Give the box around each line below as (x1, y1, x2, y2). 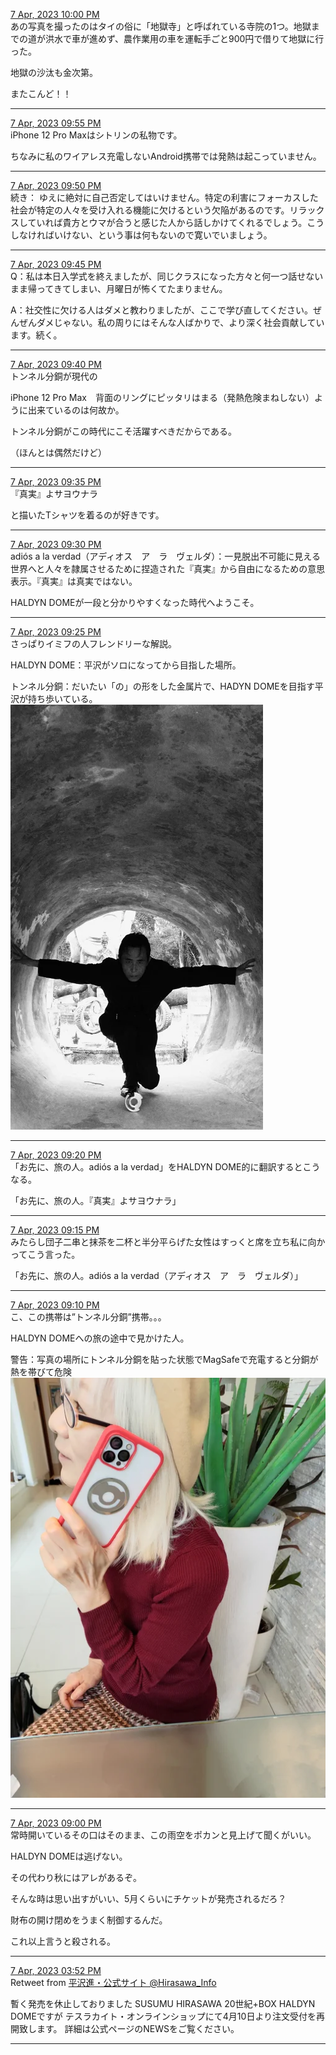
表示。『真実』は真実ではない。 (10, 575, 138, 587)
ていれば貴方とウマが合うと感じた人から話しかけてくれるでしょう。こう (27, 217, 325, 228)
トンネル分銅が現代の (10, 370, 98, 382)
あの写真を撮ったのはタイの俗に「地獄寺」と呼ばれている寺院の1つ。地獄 (10, 20, 312, 32)
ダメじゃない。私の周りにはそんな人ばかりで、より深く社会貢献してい (36, 317, 325, 328)
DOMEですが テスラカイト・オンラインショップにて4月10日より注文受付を (10, 2010, 317, 2022)
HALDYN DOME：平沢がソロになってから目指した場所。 (10, 659, 242, 671)
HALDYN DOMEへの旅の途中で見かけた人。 (10, 1332, 190, 1344)
